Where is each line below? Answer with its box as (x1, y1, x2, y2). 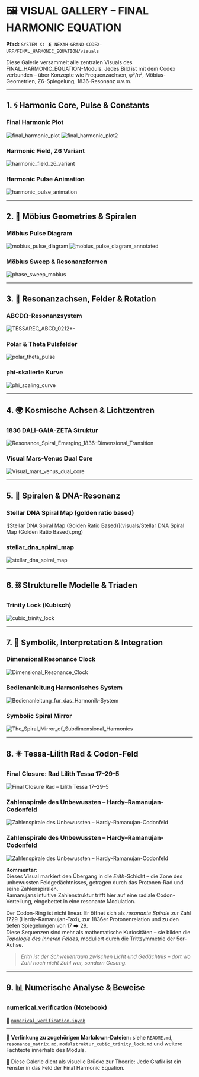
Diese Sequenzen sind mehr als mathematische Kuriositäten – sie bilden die (6, 928, 191, 936)
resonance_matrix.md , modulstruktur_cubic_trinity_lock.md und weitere (6, 1040, 183, 1047)
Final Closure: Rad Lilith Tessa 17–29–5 (6, 770, 120, 778)
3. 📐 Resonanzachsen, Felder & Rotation (6, 294, 156, 304)
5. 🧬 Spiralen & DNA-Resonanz (6, 490, 121, 500)
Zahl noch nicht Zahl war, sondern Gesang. (20, 959, 127, 966)
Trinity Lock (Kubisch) (6, 601, 72, 609)
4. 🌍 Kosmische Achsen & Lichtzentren (6, 405, 155, 415)
